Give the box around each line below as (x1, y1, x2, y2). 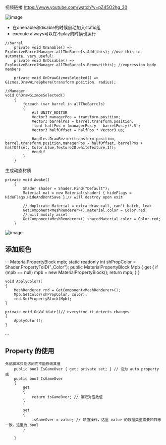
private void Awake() (5, 178, 50, 182)
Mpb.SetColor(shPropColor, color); (14, 292, 88, 297)
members (5, 67, 21, 72)
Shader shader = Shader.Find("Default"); (23, 186, 110, 191)
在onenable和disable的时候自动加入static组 (12, 24, 101, 30)
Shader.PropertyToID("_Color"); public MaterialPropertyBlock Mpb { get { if (5, 264, 158, 270)
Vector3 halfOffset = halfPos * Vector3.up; (31, 128, 125, 133)
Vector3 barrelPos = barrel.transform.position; (31, 119, 134, 124)
